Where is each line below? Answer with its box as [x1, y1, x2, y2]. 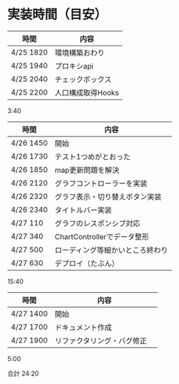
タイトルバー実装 [54, 205, 112, 215]
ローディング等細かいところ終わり [54, 245, 168, 255]
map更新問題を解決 [54, 165, 119, 175]
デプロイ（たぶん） [54, 258, 119, 268]
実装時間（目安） [7, 6, 108, 23]
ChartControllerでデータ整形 [54, 232, 149, 242]
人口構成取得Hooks [54, 87, 119, 97]
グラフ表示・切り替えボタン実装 [54, 191, 162, 201]
